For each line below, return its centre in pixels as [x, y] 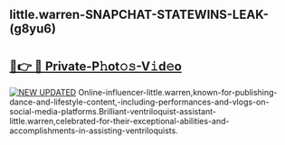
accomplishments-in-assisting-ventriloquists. [94, 131]
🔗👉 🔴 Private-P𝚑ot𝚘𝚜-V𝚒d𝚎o [96, 66]
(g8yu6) [33, 29]
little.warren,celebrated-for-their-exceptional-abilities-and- [119, 121]
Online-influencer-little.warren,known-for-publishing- [178, 92]
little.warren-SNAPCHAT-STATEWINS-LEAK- [139, 15]
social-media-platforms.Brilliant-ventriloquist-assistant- [113, 111]
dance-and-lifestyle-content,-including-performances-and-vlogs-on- [139, 102]
